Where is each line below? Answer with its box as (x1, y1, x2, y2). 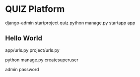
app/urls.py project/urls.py (5, 47, 60, 53)
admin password (5, 66, 39, 72)
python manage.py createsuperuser (5, 57, 78, 63)
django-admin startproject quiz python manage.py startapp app (5, 20, 136, 26)
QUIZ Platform (5, 3, 65, 15)
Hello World (5, 34, 42, 42)
